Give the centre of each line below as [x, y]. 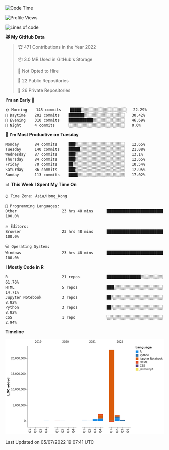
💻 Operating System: [28, 247]
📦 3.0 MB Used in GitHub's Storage [55, 59]
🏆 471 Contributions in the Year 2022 [57, 47]
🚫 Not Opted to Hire [38, 71]
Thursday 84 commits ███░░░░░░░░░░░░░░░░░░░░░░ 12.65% [75, 159]
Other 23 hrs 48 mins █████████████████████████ [84, 211]
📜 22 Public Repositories [43, 80]
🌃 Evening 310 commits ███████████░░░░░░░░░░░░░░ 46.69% [75, 120]
